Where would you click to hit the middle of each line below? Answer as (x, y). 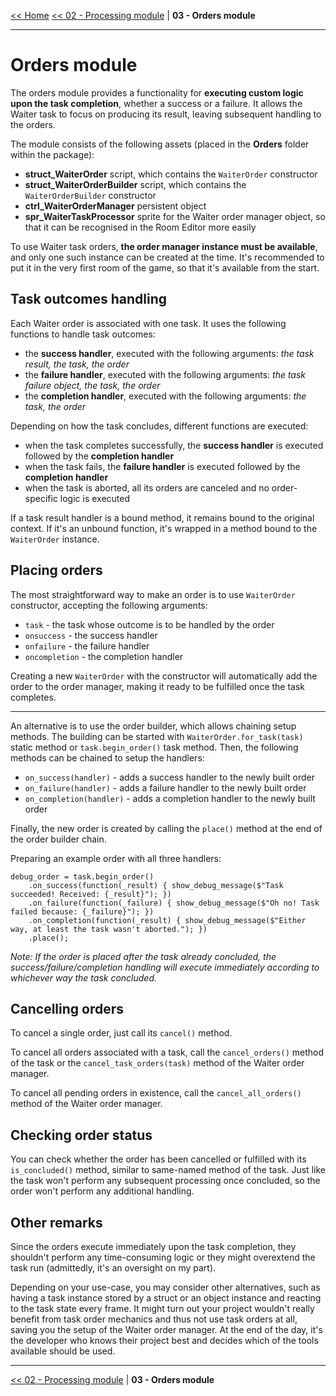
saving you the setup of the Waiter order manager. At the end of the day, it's (166, 1329)
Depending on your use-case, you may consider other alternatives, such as (165, 1287)
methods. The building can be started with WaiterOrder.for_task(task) (157, 736)
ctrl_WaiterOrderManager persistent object (115, 206)
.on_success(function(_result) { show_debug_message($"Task (156, 885)
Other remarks (56, 1222)
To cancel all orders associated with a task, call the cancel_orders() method (167, 1052)
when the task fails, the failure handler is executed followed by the (162, 466)
